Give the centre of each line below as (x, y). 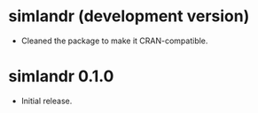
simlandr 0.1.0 (61, 76)
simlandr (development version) (129, 16)
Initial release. (47, 101)
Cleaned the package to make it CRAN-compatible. (114, 41)
